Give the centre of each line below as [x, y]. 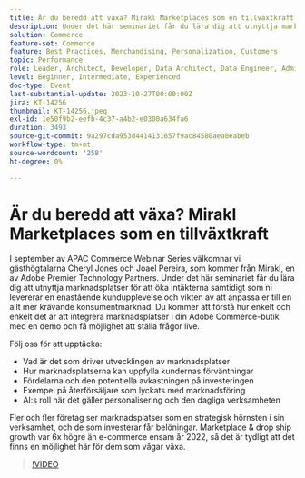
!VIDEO [45, 464]
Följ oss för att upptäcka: [56, 344]
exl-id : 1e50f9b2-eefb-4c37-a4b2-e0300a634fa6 [99, 119]
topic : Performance [46, 60]
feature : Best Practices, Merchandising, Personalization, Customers [144, 52]
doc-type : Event [40, 85]
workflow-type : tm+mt [50, 144]
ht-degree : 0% [36, 161]
